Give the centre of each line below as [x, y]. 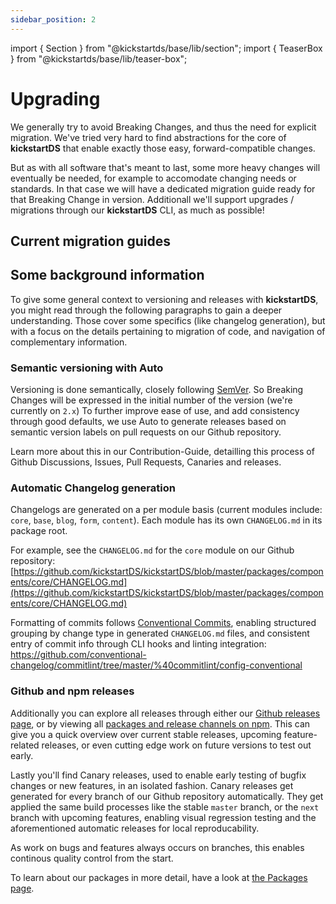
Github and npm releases [72, 691]
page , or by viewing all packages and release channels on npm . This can [160, 723]
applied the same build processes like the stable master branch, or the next [165, 807]
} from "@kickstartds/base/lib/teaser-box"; [99, 58]
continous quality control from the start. [92, 858]
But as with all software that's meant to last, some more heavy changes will [165, 167]
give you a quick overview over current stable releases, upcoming [146, 734]
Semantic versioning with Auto [87, 368]
